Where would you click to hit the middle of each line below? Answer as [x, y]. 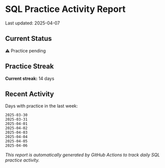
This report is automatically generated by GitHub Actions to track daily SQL [82, 155]
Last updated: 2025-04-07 [33, 23]
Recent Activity [30, 94]
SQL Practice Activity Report [65, 9]
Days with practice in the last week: [41, 106]
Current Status [29, 39]
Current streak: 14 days [30, 78]
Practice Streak [30, 67]
